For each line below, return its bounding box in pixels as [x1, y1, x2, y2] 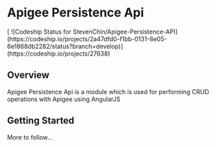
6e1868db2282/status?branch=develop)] [7, 42, 123, 50]
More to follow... [7, 133, 53, 142]
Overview [7, 69, 50, 81]
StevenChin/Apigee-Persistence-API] [73, 27, 178, 36]
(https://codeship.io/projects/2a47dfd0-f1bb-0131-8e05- [7, 34, 167, 43]
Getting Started [7, 115, 75, 126]
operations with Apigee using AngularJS [7, 95, 121, 103]
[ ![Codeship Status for [7, 27, 72, 36]
